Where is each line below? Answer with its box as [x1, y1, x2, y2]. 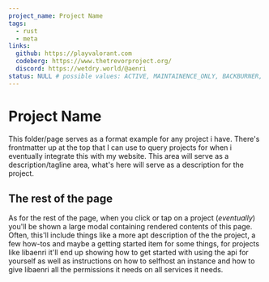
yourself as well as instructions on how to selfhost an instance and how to [8, 256, 255, 266]
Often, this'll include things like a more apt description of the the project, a [8, 230, 256, 240]
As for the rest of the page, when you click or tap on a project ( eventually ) [8, 213, 256, 223]
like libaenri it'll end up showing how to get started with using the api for [8, 248, 249, 258]
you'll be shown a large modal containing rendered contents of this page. [8, 222, 253, 232]
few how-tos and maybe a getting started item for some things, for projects [8, 239, 260, 249]
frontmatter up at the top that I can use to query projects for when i [8, 143, 233, 152]
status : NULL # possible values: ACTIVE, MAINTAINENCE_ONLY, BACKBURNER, [8, 72, 263, 80]
